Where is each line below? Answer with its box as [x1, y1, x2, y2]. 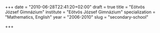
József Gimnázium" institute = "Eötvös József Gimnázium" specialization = [5, 9, 156, 15]
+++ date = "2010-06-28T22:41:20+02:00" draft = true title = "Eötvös [5, 4, 145, 10]
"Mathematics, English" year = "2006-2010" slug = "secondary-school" [5, 14, 149, 20]
